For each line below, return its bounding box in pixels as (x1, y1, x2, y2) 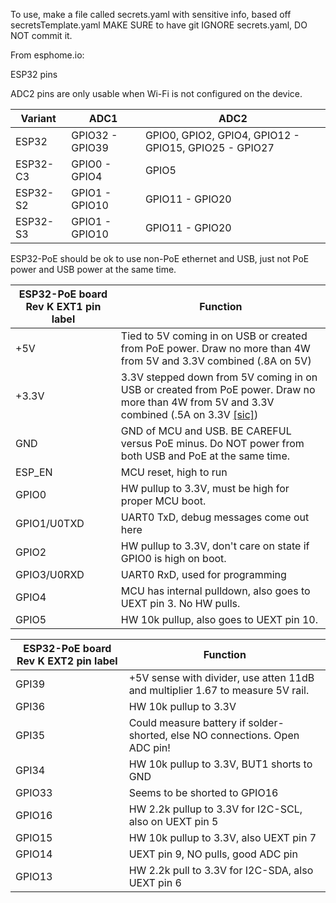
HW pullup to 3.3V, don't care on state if (120, 539, 310, 553)
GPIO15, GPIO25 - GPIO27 (144, 141, 275, 154)
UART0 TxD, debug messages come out (120, 510, 310, 524)
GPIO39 (71, 141, 109, 154)
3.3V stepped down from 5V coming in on (120, 370, 318, 384)
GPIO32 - (71, 129, 118, 142)
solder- (248, 716, 285, 729)
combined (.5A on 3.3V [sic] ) (120, 408, 259, 421)
